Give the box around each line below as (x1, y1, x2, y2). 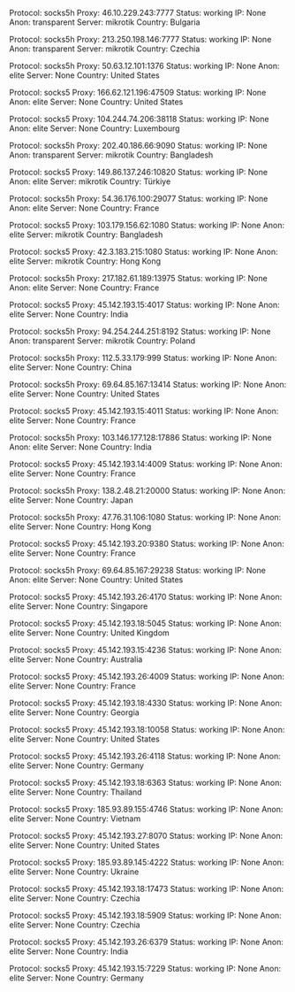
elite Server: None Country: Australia (9, 654, 143, 665)
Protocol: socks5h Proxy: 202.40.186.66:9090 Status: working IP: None (9, 141, 268, 150)
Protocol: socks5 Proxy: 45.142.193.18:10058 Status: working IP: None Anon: (9, 725, 285, 734)
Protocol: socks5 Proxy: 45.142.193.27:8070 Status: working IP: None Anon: (9, 831, 284, 841)
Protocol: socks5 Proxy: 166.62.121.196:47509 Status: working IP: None (9, 88, 267, 97)
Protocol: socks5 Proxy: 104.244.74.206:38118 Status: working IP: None (9, 114, 269, 124)
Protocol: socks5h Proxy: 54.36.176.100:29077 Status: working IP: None (9, 194, 269, 204)
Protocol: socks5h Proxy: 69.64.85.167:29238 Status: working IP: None (9, 565, 267, 575)
